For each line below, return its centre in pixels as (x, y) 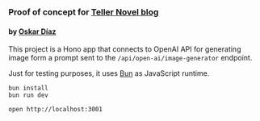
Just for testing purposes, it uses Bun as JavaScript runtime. (109, 73)
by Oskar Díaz (32, 31)
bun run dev (28, 95)
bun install (28, 88)
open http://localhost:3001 (56, 110)
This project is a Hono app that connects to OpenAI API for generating (125, 49)
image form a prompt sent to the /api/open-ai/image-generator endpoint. (130, 58)
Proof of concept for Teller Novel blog (84, 12)
